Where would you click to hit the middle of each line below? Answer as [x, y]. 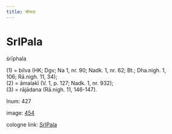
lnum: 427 [19, 101]
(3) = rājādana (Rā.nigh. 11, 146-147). [52, 89]
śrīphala [16, 59]
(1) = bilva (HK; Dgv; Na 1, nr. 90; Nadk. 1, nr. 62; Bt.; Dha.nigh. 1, [86, 70]
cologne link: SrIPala [32, 124]
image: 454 [21, 113]
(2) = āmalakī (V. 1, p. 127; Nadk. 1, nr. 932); [60, 83]
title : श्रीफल [21, 12]
